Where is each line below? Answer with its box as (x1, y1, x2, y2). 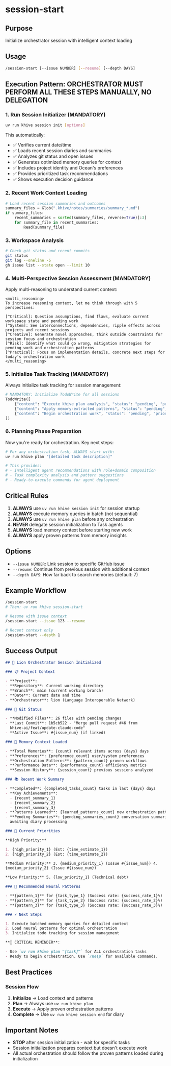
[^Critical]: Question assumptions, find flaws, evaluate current (5, 314, 149, 319)
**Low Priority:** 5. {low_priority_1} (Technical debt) (5, 875, 129, 880)
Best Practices (5, 968, 52, 977)
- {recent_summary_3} (10, 805, 56, 810)
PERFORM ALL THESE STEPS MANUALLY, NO (5, 88, 152, 96)
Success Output (5, 647, 58, 656)
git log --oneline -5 (5, 258, 51, 263)
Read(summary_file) (23, 225, 65, 230)
